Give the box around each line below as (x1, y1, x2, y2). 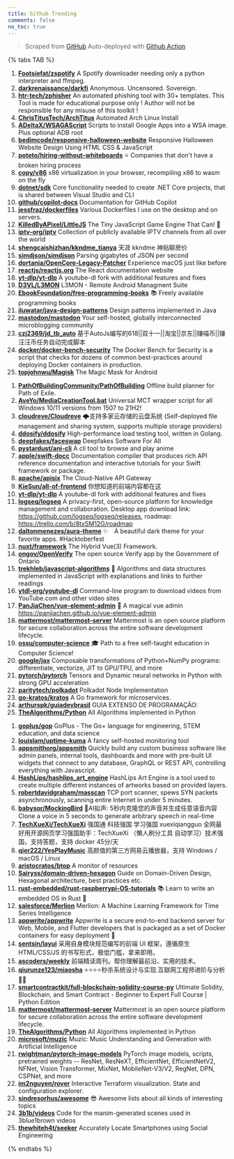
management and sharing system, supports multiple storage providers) (17, 422, 222, 431)
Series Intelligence (17, 909, 72, 917)
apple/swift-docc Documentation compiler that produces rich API (17, 452, 208, 460)
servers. (17, 213, 42, 222)
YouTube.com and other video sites (17, 594, 120, 603)
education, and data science (17, 729, 100, 737)
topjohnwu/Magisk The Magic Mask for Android (17, 368, 157, 376)
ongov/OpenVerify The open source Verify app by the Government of (17, 550, 219, 558)
